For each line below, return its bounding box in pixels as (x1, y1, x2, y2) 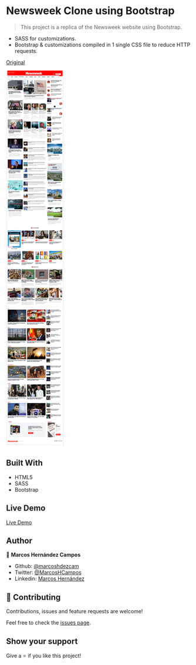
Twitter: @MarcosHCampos (14, 569, 82, 576)
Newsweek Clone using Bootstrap (6, 4, 175, 18)
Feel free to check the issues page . (6, 619, 91, 626)
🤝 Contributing (6, 592, 61, 602)
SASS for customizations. (14, 35, 76, 42)
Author (6, 536, 32, 546)
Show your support (6, 636, 78, 646)
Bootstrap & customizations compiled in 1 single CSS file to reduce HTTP (14, 41, 191, 48)
